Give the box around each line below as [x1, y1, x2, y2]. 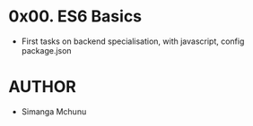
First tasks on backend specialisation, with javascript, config [21, 36, 245, 46]
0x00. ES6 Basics [8, 6, 143, 27]
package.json [21, 45, 73, 55]
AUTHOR [8, 77, 77, 97]
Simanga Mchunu [21, 105, 87, 117]
